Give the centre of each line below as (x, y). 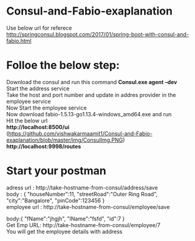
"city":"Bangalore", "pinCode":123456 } (56, 200)
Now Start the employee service (46, 108)
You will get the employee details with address (64, 231)
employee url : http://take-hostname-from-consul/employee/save (88, 206)
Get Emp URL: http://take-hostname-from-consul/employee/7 (84, 225)
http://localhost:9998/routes (44, 146)
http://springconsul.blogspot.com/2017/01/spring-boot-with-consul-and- (98, 34)
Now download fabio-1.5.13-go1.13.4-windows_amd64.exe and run (89, 114)
